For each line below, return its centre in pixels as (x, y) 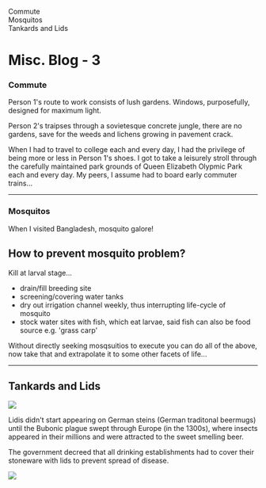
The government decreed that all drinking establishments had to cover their (131, 452)
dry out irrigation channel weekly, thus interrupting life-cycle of (123, 305)
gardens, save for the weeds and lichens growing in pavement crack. (121, 135)
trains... (21, 183)
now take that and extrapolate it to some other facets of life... (108, 354)
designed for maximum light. (55, 111)
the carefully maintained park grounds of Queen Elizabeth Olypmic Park (125, 166)
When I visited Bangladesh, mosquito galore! (81, 228)
